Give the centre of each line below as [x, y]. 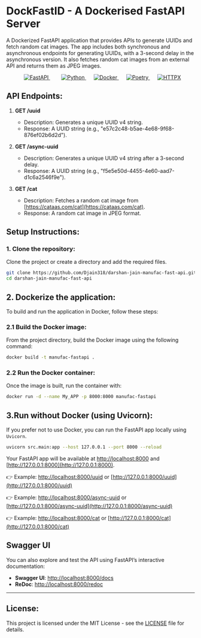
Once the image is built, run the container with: [64, 386]
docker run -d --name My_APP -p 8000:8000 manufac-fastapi [81, 397]
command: [19, 347]
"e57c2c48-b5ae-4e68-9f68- [138, 128]
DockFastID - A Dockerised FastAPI [96, 11]
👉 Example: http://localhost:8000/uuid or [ [60, 477]
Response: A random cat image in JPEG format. [83, 213]
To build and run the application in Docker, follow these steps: [82, 312]
